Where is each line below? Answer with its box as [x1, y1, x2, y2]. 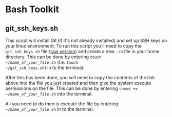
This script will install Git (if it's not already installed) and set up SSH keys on [5, 37, 167, 43]
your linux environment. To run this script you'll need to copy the [5, 43, 142, 49]
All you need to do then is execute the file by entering [5, 101, 119, 107]
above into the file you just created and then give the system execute [5, 80, 151, 86]
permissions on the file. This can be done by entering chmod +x [5, 85, 138, 91]
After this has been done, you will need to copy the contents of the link [5, 75, 155, 80]
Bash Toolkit [5, 4, 60, 15]
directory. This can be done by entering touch [5, 54, 102, 60]
